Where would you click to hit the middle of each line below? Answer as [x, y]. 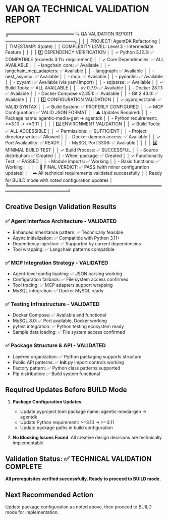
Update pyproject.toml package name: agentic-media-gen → [83, 411]
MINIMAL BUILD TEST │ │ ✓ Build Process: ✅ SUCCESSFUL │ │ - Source [82, 150]
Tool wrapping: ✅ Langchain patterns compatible [64, 249]
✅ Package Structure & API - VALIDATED [55, 345]
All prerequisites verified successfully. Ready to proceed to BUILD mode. [83, 479]
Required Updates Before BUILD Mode [66, 389]
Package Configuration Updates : [47, 402]
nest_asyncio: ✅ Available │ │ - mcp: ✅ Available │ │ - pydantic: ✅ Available [84, 76]
